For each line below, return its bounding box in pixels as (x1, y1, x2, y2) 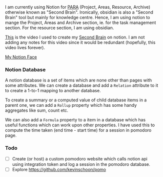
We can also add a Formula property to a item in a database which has (5, 117, 146, 123)
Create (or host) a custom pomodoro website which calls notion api (12, 156, 148, 161)
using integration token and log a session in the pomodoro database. (12, 161, 150, 167)
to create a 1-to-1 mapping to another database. (5, 88, 101, 94)
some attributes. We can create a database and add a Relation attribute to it (5, 82, 159, 88)
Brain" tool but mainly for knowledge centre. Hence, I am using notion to (5, 15, 150, 20)
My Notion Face (5, 54, 37, 60)
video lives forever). (5, 45, 45, 50)
